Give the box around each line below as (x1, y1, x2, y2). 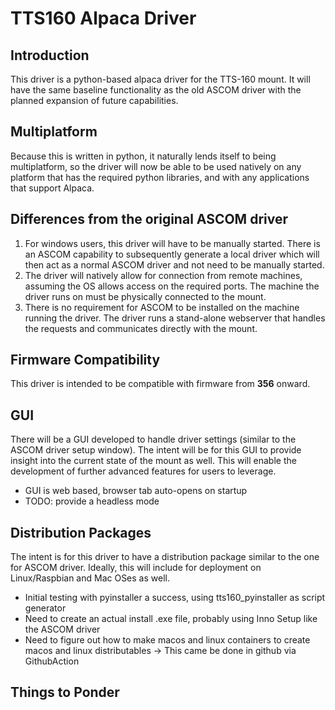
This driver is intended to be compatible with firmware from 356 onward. (10, 378, 311, 390)
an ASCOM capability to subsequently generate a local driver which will (24, 248, 320, 260)
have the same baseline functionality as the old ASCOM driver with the (10, 84, 302, 96)
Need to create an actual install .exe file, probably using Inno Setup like (24, 613, 318, 625)
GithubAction (24, 655, 80, 667)
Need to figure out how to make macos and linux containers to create (24, 634, 311, 646)
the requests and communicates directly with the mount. (24, 322, 258, 334)
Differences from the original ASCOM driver (10, 211, 289, 228)
